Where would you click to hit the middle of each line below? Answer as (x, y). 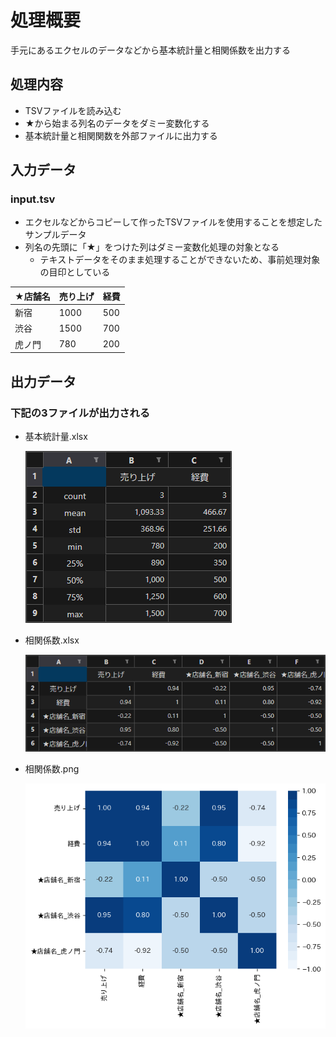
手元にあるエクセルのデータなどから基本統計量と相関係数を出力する (150, 50)
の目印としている (75, 272)
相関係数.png (52, 769)
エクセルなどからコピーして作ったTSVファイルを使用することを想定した (173, 222)
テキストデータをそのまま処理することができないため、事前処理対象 (180, 260)
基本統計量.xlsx (56, 436)
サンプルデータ (55, 235)
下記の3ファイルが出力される (80, 413)
